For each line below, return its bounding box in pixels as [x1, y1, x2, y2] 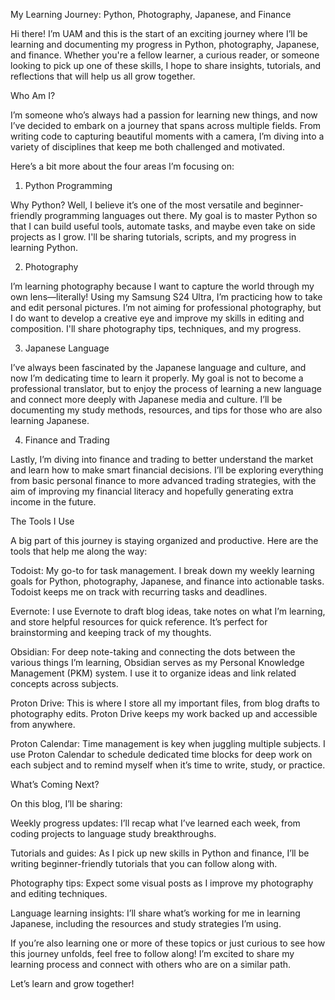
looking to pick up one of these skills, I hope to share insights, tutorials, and [10, 60, 321, 71]
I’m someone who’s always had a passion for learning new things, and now [10, 109, 318, 121]
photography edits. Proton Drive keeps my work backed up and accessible [10, 708, 318, 719]
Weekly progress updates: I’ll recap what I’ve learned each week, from [10, 817, 301, 829]
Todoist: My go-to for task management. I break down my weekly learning [10, 565, 315, 576]
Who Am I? [10, 90, 56, 101]
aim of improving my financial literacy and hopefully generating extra [10, 485, 294, 497]
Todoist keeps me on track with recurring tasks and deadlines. [10, 586, 268, 598]
